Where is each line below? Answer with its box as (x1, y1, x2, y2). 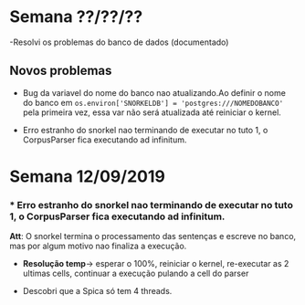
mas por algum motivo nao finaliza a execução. (9, 240, 187, 252)
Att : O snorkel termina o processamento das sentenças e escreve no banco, (9, 231, 297, 242)
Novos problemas (9, 63, 112, 79)
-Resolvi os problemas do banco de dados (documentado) (9, 37, 229, 47)
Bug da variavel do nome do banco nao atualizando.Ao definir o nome (22, 87, 286, 98)
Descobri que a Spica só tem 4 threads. (22, 286, 173, 297)
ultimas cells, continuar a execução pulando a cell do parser (22, 268, 249, 279)
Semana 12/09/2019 (9, 166, 166, 186)
